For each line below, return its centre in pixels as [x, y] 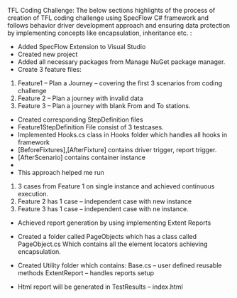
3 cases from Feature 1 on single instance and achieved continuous [116, 186]
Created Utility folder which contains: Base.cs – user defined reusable [120, 265]
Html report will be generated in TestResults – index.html [100, 287]
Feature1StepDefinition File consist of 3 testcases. [91, 127]
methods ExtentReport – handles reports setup [86, 273]
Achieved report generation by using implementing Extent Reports [114, 223]
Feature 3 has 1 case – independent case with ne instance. [103, 209]
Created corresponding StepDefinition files [80, 119]
